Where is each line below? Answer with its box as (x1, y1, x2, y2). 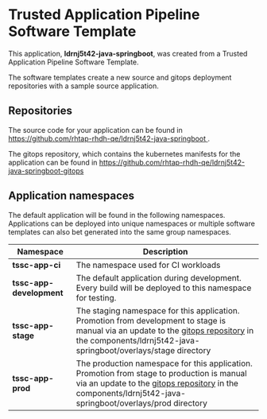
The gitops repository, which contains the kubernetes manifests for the (8, 149, 241, 158)
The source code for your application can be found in (8, 125, 183, 134)
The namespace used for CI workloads (75, 259, 221, 270)
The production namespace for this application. (75, 358, 253, 369)
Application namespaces (8, 189, 135, 203)
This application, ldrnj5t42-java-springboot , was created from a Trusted (8, 48, 248, 58)
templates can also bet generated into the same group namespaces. (8, 227, 232, 236)
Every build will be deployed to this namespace (75, 282, 252, 293)
